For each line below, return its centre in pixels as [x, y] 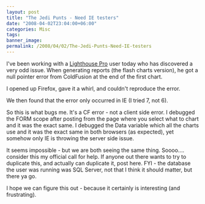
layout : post [23, 12]
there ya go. [21, 176]
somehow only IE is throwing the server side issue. [70, 138]
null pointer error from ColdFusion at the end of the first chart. [84, 77]
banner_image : [24, 40]
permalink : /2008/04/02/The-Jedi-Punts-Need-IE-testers [79, 47]
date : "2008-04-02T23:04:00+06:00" [52, 23]
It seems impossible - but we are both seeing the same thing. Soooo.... [95, 150]
